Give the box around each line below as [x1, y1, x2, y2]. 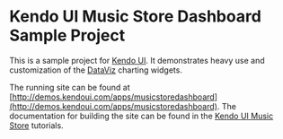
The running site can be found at [9, 82, 130, 92]
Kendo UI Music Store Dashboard [9, 6, 262, 27]
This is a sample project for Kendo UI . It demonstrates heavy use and [9, 55, 265, 65]
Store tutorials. [9, 119, 65, 131]
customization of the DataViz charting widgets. [9, 65, 182, 75]
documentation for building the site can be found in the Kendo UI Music [9, 110, 274, 121]
